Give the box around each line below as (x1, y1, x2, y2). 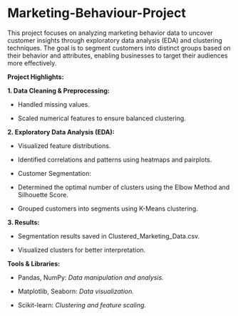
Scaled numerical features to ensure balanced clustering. (17, 114, 187, 122)
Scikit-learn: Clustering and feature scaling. (17, 300, 147, 309)
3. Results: (7, 218, 40, 226)
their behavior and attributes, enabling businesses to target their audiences (7, 51, 228, 60)
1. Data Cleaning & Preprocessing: (7, 86, 110, 95)
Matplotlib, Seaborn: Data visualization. (17, 287, 134, 295)
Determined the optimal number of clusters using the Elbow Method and (17, 183, 230, 191)
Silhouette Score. (17, 190, 69, 199)
